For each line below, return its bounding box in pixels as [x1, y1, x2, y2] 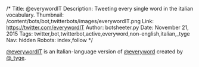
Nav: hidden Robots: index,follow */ [6, 37, 94, 43]
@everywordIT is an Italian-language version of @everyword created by [6, 48, 184, 55]
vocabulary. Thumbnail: [6, 11, 64, 18]
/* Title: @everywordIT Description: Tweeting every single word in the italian [6, 5, 194, 12]
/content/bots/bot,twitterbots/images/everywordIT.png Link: [6, 18, 154, 24]
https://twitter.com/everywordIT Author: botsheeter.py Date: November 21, [6, 24, 189, 31]
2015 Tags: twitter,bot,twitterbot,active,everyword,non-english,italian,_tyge [6, 30, 191, 37]
